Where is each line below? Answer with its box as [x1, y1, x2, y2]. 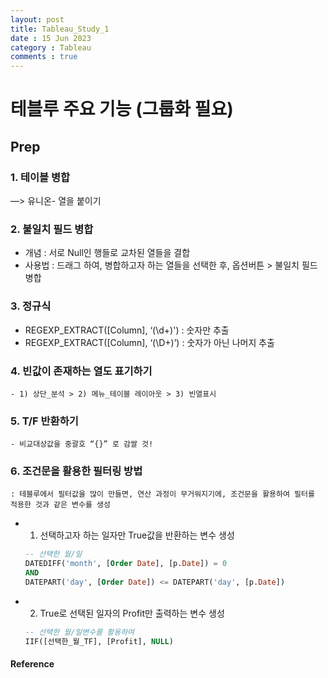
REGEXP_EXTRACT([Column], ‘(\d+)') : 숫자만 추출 [24, 324, 230, 336]
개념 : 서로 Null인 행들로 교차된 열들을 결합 [24, 247, 191, 259]
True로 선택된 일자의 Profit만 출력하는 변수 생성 [39, 607, 225, 619]
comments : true [10, 52, 78, 62]
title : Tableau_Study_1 [10, 24, 110, 34]
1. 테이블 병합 [10, 170, 71, 184]
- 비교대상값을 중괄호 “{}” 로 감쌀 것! [10, 439, 154, 450]
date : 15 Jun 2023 [10, 33, 92, 43]
